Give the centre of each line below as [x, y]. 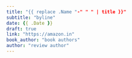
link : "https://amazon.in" [40, 34]
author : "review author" [38, 46]
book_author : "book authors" [43, 40]
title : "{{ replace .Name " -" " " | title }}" [66, 12]
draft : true [21, 29]
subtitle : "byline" [31, 18]
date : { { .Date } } [30, 23]
